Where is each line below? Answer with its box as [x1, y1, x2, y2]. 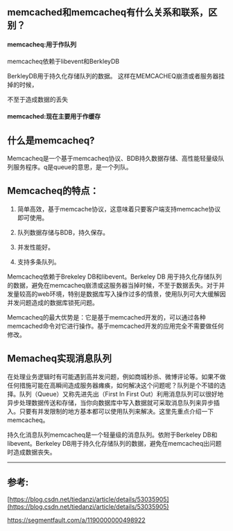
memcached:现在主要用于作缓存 [7, 112, 101, 121]
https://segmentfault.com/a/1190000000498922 [7, 516, 146, 525]
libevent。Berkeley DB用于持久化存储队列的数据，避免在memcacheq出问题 [7, 439, 222, 447]
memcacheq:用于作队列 [7, 40, 77, 49]
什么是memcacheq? [7, 134, 95, 146]
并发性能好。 [17, 243, 54, 251]
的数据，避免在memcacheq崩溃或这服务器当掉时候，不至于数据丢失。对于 [7, 281, 219, 289]
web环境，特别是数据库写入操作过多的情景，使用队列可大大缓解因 [37, 290, 226, 298]
